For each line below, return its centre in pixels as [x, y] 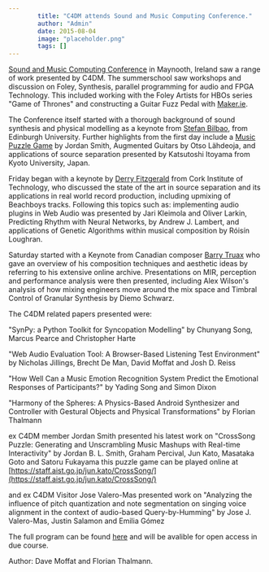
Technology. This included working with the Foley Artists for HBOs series [131, 95]
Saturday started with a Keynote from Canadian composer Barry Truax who [134, 255]
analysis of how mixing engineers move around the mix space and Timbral [133, 290]
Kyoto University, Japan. [50, 163]
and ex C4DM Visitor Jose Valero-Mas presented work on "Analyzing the [130, 495]
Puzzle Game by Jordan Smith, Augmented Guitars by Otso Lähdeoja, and [132, 146]
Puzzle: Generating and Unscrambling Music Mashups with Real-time [125, 445]
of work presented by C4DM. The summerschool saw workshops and [125, 78]
